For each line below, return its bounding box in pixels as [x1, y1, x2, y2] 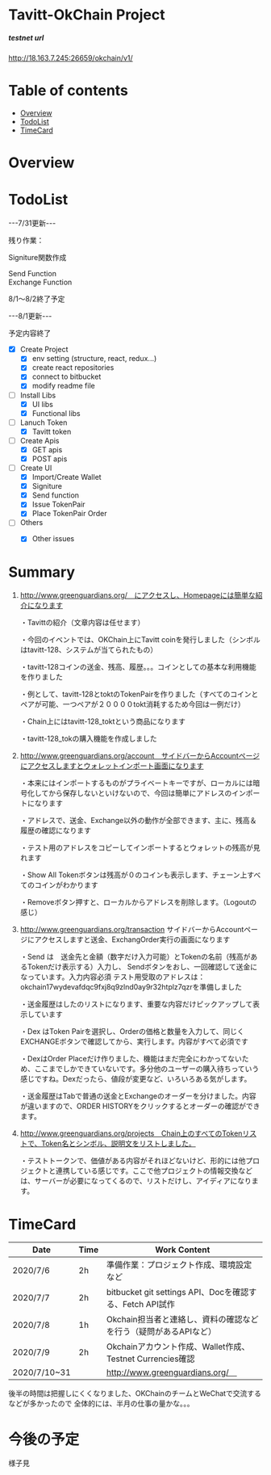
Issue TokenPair [31, 499, 86, 510]
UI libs [31, 399, 54, 409]
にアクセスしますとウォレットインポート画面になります [19, 761, 204, 771]
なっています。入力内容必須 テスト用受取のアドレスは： [19, 972, 206, 982]
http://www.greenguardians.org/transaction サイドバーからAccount [19, 925, 244, 935]
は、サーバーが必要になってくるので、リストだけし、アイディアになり [19, 1176, 252, 1186]
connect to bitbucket [31, 372, 102, 381]
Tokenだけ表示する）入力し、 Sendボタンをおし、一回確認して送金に [27, 962, 258, 972]
